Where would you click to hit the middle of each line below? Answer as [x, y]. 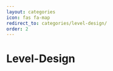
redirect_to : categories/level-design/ [57, 23]
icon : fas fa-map [28, 18]
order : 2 [17, 29]
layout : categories [31, 12]
